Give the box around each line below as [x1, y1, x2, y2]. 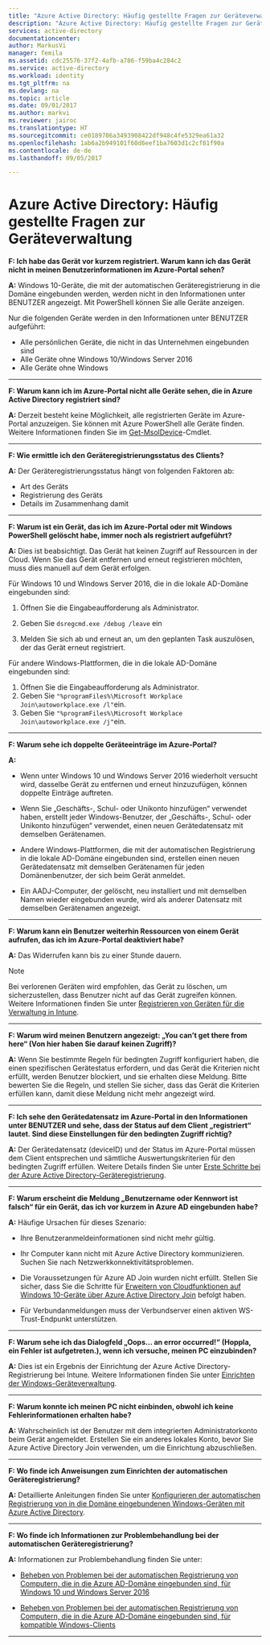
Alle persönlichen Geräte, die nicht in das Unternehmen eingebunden [19, 337, 249, 347]
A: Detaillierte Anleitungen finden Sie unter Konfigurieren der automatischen [8, 1490, 261, 1500]
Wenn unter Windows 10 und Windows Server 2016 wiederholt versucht [19, 771, 259, 781]
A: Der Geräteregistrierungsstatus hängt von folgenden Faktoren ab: [8, 466, 235, 476]
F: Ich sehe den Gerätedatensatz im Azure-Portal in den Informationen [8, 1112, 248, 1122]
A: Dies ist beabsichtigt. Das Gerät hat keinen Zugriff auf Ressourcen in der [8, 546, 258, 556]
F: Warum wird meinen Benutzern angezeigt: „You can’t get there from [8, 1031, 247, 1041]
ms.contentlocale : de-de [8, 146, 92, 155]
